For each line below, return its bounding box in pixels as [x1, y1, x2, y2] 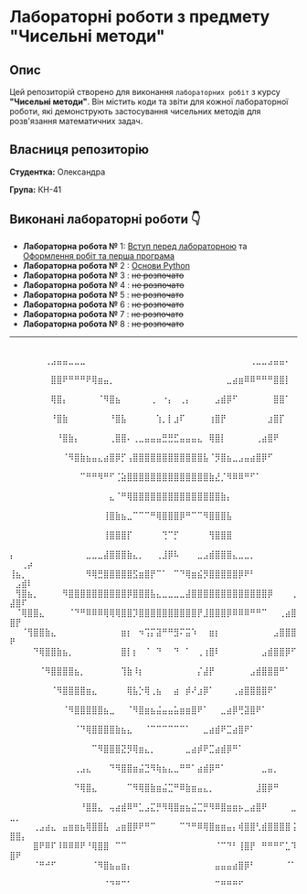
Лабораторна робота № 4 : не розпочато [22, 279, 185, 290]
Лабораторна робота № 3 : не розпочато [22, 270, 185, 281]
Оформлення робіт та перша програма [22, 250, 175, 261]
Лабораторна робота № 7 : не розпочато [22, 308, 185, 319]
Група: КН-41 [9, 184, 62, 195]
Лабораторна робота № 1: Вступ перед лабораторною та [22, 240, 248, 251]
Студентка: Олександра [9, 166, 106, 177]
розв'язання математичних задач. [9, 116, 143, 126]
